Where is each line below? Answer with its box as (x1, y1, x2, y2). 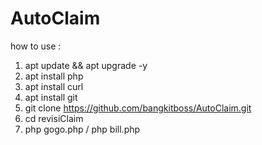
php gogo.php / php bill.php (24, 123, 141, 135)
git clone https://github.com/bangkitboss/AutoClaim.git (24, 102, 252, 114)
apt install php (24, 70, 84, 82)
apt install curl (24, 80, 84, 92)
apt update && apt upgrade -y (24, 59, 148, 71)
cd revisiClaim (24, 112, 84, 124)
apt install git (24, 91, 78, 103)
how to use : (10, 40, 62, 52)
